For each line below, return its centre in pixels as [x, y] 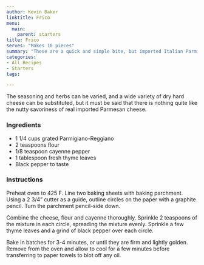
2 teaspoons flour [37, 145]
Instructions [25, 179]
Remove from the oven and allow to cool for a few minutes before [88, 249]
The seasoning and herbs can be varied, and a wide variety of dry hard [95, 96]
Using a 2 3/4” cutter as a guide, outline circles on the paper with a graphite [101, 199]
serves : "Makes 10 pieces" [40, 46]
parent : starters [39, 35]
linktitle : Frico [28, 18]
